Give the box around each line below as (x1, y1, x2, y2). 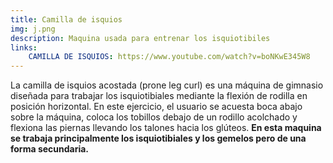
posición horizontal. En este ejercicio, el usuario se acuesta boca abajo (10, 101, 303, 113)
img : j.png (10, 24, 56, 34)
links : (10, 42, 38, 53)
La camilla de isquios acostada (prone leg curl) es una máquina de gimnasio (10, 79, 324, 91)
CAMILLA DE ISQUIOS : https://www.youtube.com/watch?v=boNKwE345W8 (28, 52, 311, 62)
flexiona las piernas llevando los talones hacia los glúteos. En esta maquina (10, 122, 322, 134)
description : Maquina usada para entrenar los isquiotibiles (10, 33, 271, 43)
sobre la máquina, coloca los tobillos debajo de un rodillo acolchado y (10, 111, 298, 123)
